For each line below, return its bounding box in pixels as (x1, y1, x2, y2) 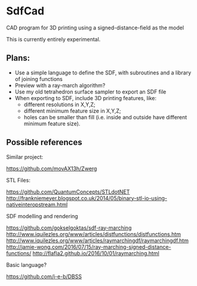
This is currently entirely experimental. (6, 35, 101, 43)
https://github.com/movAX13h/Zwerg (6, 165, 97, 172)
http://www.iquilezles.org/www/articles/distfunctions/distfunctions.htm (6, 230, 181, 237)
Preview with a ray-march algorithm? (14, 82, 106, 89)
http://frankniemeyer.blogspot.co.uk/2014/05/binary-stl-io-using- (6, 194, 167, 201)
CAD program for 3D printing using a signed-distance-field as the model (6, 24, 184, 31)
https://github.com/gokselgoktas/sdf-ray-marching (6, 224, 132, 231)
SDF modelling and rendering (6, 212, 79, 219)
